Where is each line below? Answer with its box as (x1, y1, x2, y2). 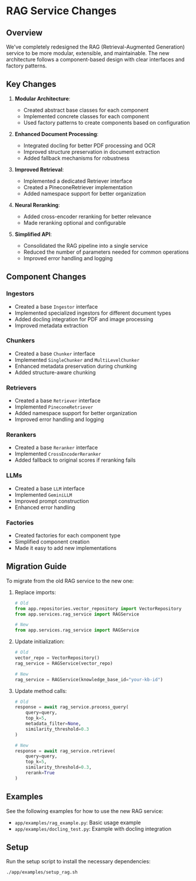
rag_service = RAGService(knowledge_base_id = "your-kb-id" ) (14, 676, 164, 682)
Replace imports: (14, 588, 56, 595)
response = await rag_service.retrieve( (14, 748, 116, 754)
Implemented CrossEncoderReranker (14, 451, 102, 458)
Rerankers (6, 430, 37, 439)
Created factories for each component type (14, 532, 121, 539)
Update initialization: (14, 638, 65, 645)
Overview (6, 28, 43, 38)
